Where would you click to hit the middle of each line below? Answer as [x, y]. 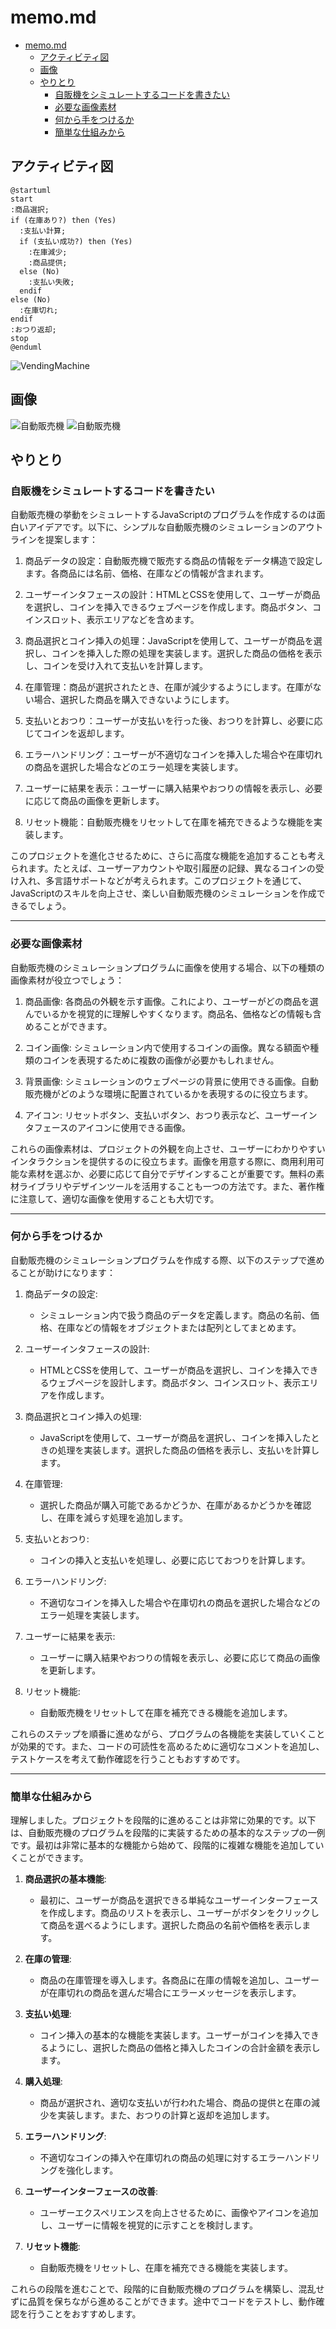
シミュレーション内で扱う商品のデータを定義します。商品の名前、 [175, 1315]
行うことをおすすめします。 [84, 2314]
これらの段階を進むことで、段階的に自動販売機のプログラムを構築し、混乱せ [167, 2289]
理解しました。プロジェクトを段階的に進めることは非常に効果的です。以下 [163, 1820]
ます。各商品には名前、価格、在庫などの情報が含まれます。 [146, 573]
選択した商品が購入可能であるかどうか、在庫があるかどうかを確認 [175, 1505]
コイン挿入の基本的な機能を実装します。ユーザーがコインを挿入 [170, 2035]
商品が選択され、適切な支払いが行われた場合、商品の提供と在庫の [175, 2103]
